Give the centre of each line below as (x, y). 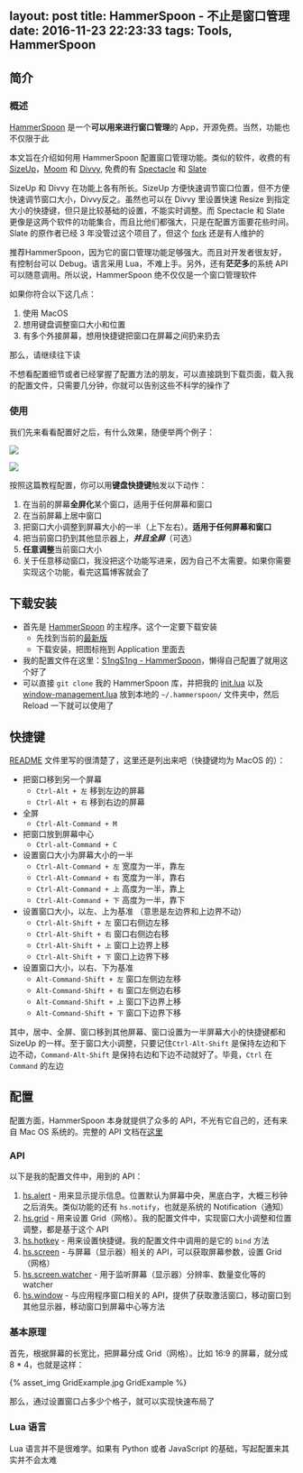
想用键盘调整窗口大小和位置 (74, 325)
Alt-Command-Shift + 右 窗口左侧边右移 (109, 990)
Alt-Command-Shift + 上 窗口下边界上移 (109, 1001)
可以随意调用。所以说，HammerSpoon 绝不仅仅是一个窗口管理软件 (133, 275)
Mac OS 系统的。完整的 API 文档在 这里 (92, 1131)
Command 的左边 (37, 1066)
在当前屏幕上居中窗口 (62, 516)
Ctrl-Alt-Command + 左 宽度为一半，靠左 (110, 866)
